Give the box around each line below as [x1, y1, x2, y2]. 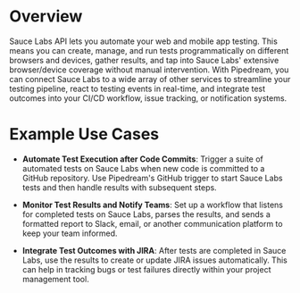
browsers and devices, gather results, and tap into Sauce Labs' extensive [9, 54, 279, 65]
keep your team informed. [21, 228, 118, 239]
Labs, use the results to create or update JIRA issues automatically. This [21, 255, 287, 265]
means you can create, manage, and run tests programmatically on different [9, 45, 289, 55]
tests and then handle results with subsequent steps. [21, 181, 217, 193]
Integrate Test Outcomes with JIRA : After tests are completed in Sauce [21, 245, 287, 255]
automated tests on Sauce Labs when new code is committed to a [21, 163, 265, 173]
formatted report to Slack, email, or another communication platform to [21, 218, 283, 229]
